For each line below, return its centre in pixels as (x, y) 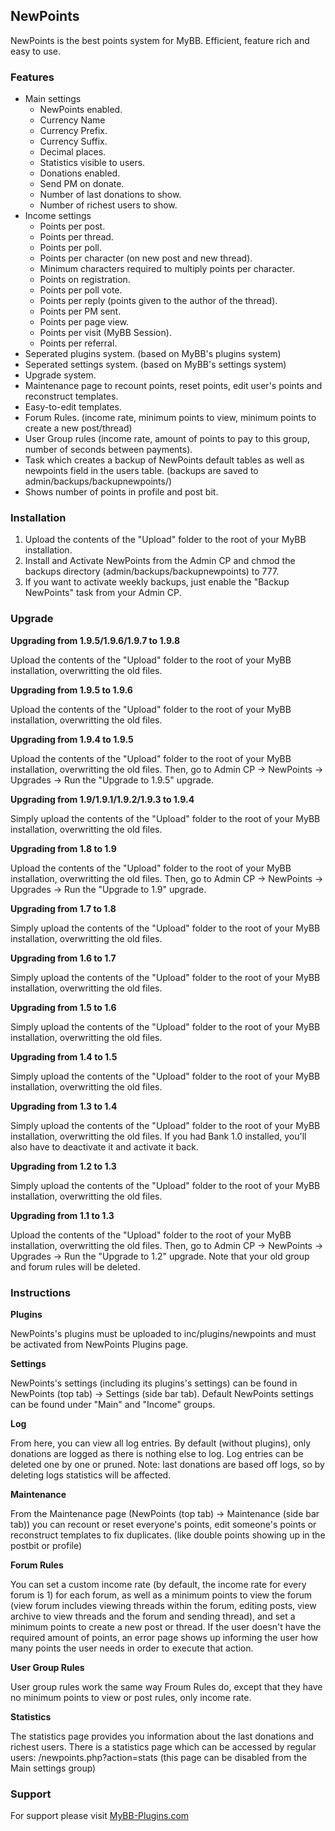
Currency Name (72, 120)
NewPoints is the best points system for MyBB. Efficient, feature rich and (160, 40)
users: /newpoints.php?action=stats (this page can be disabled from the (159, 1757)
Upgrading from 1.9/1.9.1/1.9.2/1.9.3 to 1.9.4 (102, 799)
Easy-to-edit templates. (73, 407)
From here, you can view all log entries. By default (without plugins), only (161, 1443)
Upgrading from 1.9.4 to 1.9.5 (72, 739)
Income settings (58, 216)
